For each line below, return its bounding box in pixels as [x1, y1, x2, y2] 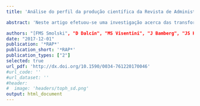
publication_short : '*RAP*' [6, 47, 76, 53]
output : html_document [6, 91, 62, 97]
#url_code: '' [6, 69, 42, 75]
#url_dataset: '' [6, 74, 49, 80]
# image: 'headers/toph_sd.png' [6, 86, 89, 92]
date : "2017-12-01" [6, 36, 55, 42]
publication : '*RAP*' [6, 41, 60, 48]
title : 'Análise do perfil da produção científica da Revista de [6, 8, 171, 15]
